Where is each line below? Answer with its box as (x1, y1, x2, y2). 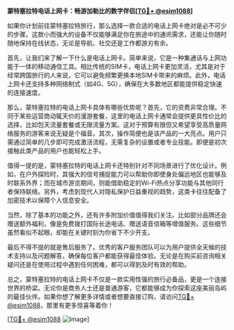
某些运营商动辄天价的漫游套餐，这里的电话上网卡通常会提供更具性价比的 (19, 112, 227, 120)
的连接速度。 (7, 88, 44, 97)
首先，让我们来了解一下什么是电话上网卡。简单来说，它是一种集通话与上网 (7, 53, 221, 62)
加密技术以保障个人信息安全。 (7, 196, 93, 204)
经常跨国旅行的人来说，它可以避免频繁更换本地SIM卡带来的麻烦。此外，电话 (7, 71, 226, 79)
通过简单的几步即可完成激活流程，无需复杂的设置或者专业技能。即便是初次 (13, 138, 227, 146)
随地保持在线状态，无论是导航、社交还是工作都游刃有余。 (7, 39, 172, 47)
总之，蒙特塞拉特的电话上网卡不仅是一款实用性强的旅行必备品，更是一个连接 (7, 275, 227, 283)
